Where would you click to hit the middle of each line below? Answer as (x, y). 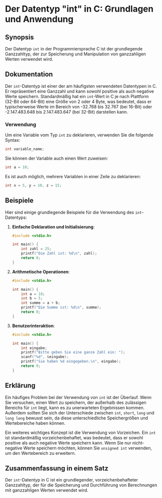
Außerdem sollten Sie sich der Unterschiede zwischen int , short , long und (80, 413)
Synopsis (19, 37)
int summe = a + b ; (41, 303)
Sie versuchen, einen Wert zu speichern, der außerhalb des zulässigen (76, 402)
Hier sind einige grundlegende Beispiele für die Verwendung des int (73, 212)
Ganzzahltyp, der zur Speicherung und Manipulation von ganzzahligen (76, 54)
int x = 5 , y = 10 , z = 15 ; (33, 185)
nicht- (138, 443)
